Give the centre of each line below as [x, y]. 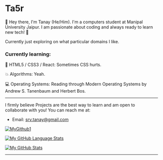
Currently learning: [28, 54]
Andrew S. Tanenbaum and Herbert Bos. [45, 91]
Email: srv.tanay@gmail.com [40, 120]
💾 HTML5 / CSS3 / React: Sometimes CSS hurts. [53, 65]
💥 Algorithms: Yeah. [25, 74]
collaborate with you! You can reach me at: [48, 110]
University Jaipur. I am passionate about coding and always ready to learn [79, 27]
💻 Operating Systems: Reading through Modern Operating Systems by [76, 84]
